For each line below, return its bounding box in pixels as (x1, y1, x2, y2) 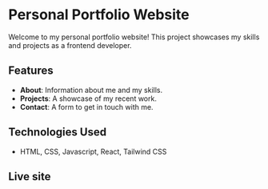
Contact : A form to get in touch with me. (19, 102, 154, 111)
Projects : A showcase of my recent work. (19, 94, 158, 103)
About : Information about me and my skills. (19, 85, 163, 94)
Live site (8, 170, 51, 183)
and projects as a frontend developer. (8, 40, 132, 50)
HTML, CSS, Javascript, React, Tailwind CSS (19, 147, 167, 156)
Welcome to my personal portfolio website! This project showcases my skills (8, 32, 260, 42)
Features (8, 64, 54, 78)
